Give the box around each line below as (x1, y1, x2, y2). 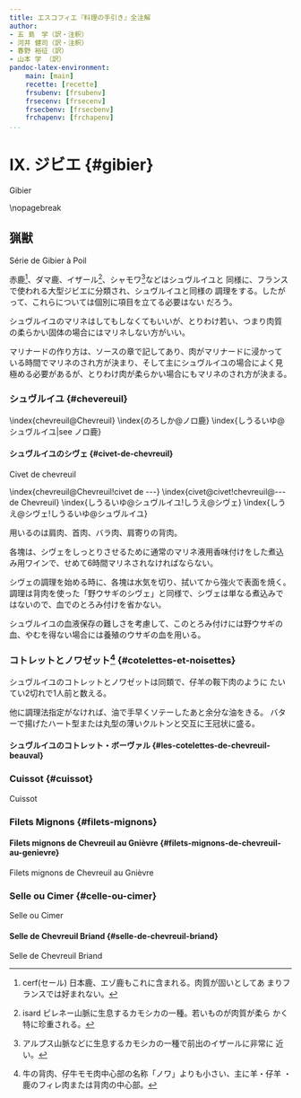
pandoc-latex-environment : (9, 64, 110, 73)
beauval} (9, 751, 44, 761)
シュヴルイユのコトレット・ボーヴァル (9, 740, 150, 751)
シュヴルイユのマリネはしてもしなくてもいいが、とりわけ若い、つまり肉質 (9, 315, 282, 326)
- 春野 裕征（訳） (9, 47, 69, 56)
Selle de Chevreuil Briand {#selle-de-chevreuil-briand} (9, 930, 219, 941)
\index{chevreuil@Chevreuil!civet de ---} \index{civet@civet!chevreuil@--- (9, 487, 287, 497)
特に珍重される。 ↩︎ (21, 1019, 95, 1030)
